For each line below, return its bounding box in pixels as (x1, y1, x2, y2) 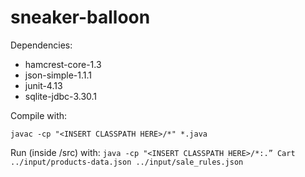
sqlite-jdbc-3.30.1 (24, 90, 98, 102)
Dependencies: (10, 39, 73, 51)
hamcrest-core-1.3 (24, 58, 102, 70)
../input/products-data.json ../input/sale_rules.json (10, 157, 244, 167)
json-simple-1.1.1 (24, 69, 93, 81)
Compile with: (10, 109, 68, 121)
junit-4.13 (24, 79, 63, 91)
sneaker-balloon (10, 6, 151, 29)
